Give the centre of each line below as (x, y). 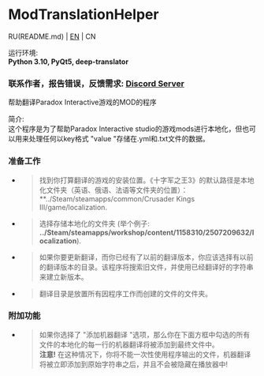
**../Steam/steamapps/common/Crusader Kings (117, 198)
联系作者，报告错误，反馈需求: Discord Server (97, 83)
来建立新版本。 (63, 276)
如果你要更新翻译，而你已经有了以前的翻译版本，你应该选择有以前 (146, 257)
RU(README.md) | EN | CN (52, 36)
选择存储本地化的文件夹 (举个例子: (94, 224)
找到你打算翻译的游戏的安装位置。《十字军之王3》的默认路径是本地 (147, 180)
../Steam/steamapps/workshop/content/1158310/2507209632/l (147, 232)
